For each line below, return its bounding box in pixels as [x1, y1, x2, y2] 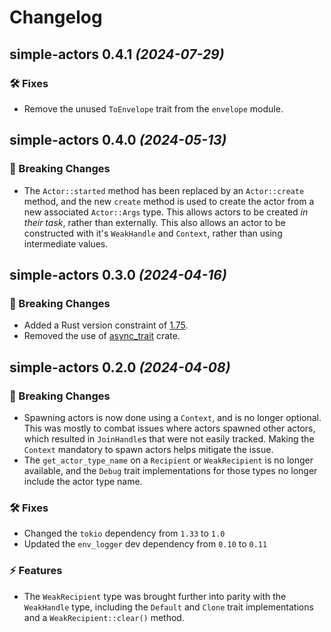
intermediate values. [23, 237, 109, 250]
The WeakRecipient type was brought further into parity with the [23, 590, 287, 602]
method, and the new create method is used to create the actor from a [23, 195, 315, 207]
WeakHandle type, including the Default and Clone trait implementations [23, 601, 314, 613]
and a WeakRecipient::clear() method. [23, 611, 185, 623]
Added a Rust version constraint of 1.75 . [23, 319, 189, 331]
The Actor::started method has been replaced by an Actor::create [23, 184, 305, 196]
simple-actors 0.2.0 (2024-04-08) [9, 359, 231, 376]
